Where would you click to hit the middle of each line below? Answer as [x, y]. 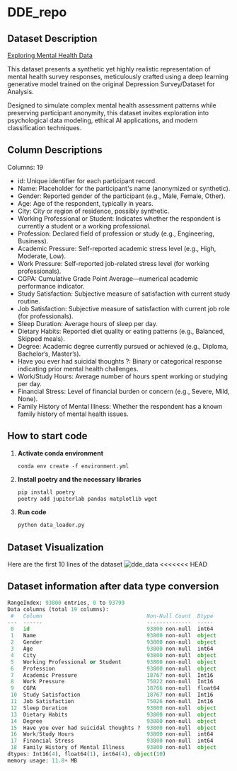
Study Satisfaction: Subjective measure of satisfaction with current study [124, 294]
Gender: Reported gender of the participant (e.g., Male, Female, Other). [121, 196]
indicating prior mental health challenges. [78, 369]
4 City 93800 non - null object [114, 655]
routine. [29, 301]
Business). [33, 240]
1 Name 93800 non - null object [114, 636]
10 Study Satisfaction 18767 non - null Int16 [112, 695]
